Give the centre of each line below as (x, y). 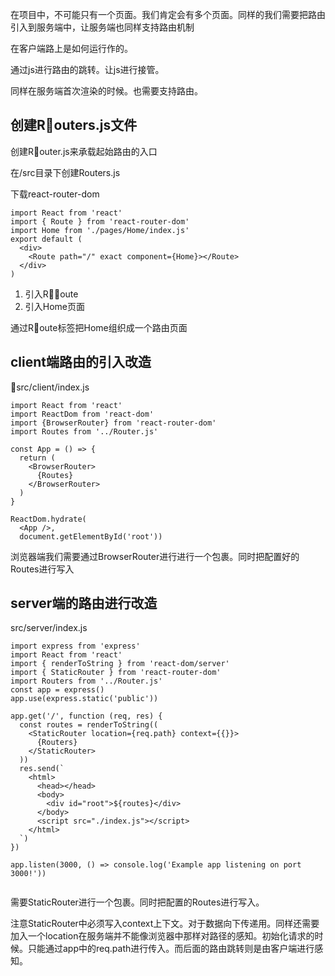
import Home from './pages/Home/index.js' (100, 230)
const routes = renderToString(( (89, 725)
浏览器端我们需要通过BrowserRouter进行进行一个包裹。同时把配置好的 (155, 556)
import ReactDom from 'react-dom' (82, 414)
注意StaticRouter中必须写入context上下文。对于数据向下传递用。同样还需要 (165, 924)
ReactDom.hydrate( (48, 519)
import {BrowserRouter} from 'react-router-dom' (113, 423)
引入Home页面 (55, 306)
